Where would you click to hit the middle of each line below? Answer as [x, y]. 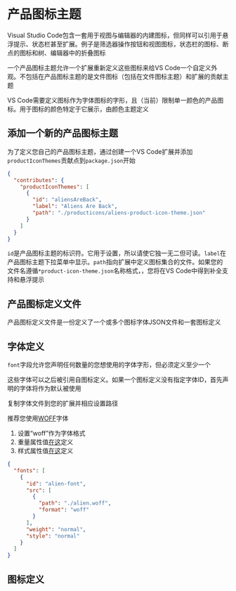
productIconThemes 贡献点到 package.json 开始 [71, 160]
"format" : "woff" [64, 510]
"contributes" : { [39, 180]
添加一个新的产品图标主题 [63, 133]
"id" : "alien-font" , [56, 483]
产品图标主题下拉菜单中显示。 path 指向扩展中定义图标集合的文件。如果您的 [115, 262]
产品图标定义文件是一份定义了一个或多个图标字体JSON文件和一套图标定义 [114, 322]
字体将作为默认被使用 [50, 388]
